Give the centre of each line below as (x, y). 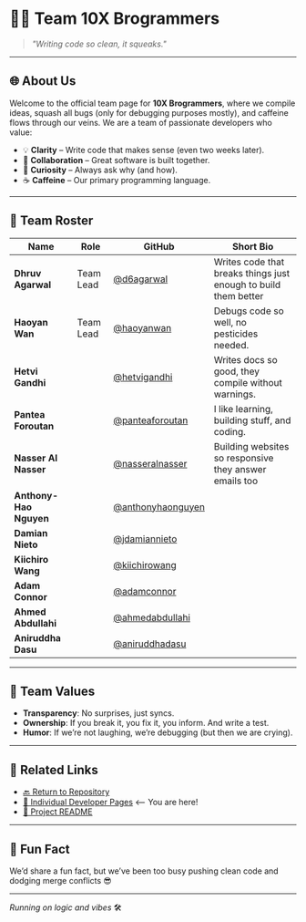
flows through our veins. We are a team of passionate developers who (141, 122)
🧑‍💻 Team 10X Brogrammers (115, 19)
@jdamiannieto (145, 539)
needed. (231, 345)
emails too (235, 481)
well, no (230, 322)
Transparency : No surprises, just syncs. (98, 713)
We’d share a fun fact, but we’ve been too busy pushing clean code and (144, 871)
